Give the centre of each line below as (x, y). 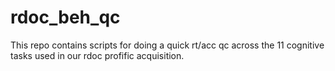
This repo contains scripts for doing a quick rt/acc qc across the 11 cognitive (167, 45)
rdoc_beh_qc (65, 17)
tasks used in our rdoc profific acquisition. (97, 55)
